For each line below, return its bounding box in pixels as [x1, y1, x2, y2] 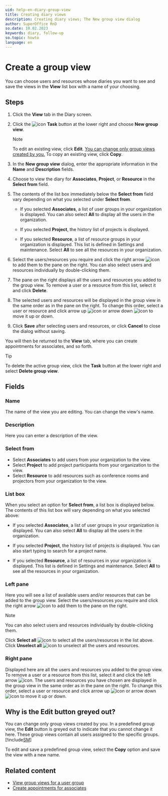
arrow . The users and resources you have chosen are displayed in [5, 677, 157, 683]
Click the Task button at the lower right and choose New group [12, 121, 158, 127]
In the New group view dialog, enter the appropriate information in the [12, 161, 158, 167]
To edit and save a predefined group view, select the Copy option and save [5, 746, 160, 752]
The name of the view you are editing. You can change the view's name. [5, 409, 154, 415]
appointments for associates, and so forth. [5, 343, 93, 349]
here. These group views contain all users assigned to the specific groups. [5, 731, 159, 737]
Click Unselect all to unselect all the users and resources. [5, 643, 139, 649]
